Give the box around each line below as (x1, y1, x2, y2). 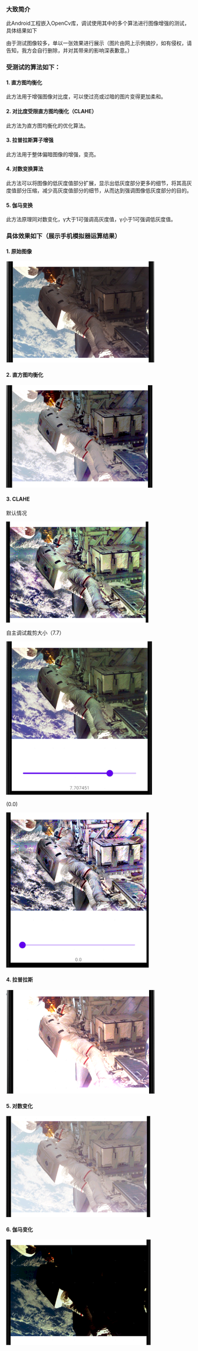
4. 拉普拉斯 (6, 976, 34, 983)
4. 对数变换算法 (6, 165, 44, 172)
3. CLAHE (6, 495, 30, 502)
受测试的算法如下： (6, 63, 61, 71)
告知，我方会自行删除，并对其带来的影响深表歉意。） (6, 47, 133, 54)
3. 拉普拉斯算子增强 (6, 137, 54, 144)
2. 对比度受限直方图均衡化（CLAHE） (6, 108, 97, 115)
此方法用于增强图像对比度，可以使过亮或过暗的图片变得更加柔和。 (6, 93, 166, 100)
